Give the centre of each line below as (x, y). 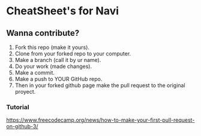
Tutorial (18, 107)
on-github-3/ (22, 126)
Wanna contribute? (43, 33)
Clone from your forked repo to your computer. (73, 54)
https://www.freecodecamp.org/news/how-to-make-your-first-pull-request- (100, 120)
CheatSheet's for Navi (62, 11)
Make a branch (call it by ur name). (58, 60)
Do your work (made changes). (53, 66)
